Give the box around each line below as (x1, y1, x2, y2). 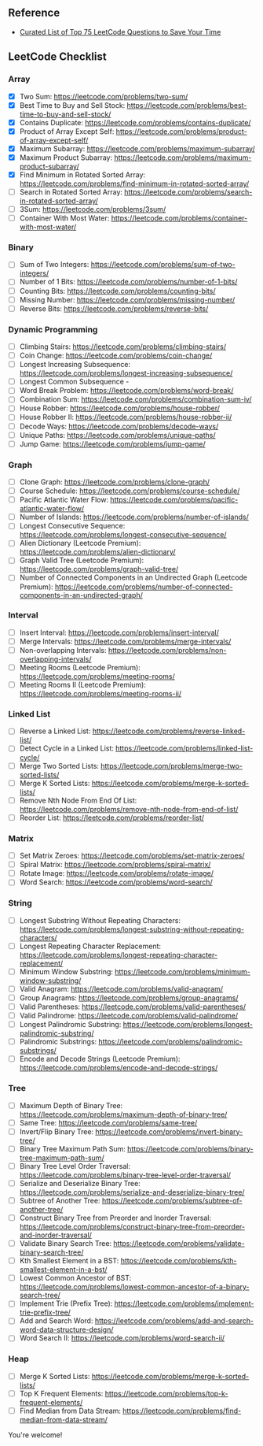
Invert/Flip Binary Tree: (19, 1126, 94, 1136)
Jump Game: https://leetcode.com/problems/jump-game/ (19, 439, 206, 448)
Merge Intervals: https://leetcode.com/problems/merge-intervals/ (19, 636, 232, 646)
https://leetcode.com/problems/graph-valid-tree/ (19, 565, 179, 574)
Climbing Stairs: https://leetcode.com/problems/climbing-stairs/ (19, 342, 226, 351)
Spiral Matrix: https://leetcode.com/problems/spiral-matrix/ (19, 860, 211, 869)
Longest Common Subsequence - (19, 377, 130, 387)
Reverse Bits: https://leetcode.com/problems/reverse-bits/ (19, 303, 209, 313)
